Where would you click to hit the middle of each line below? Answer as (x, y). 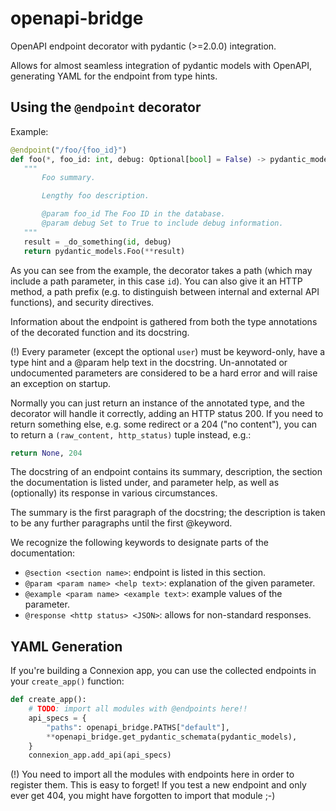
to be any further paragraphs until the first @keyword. (121, 523)
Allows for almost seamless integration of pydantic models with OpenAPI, (161, 65)
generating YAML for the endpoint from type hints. (114, 76)
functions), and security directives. (82, 302)
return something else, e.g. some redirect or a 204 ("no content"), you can (164, 424)
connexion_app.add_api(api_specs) (100, 755)
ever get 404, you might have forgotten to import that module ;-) (143, 796)
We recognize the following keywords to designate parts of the (139, 543)
